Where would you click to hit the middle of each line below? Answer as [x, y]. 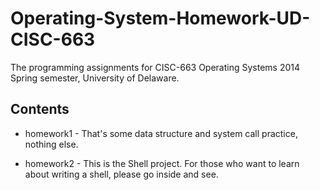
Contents [40, 109]
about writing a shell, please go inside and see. [121, 174]
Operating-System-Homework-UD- [160, 18]
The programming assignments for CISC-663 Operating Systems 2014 [155, 67]
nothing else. [51, 144]
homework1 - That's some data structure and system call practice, [161, 133]
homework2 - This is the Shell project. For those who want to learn [162, 163]
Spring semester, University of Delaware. [95, 78]
